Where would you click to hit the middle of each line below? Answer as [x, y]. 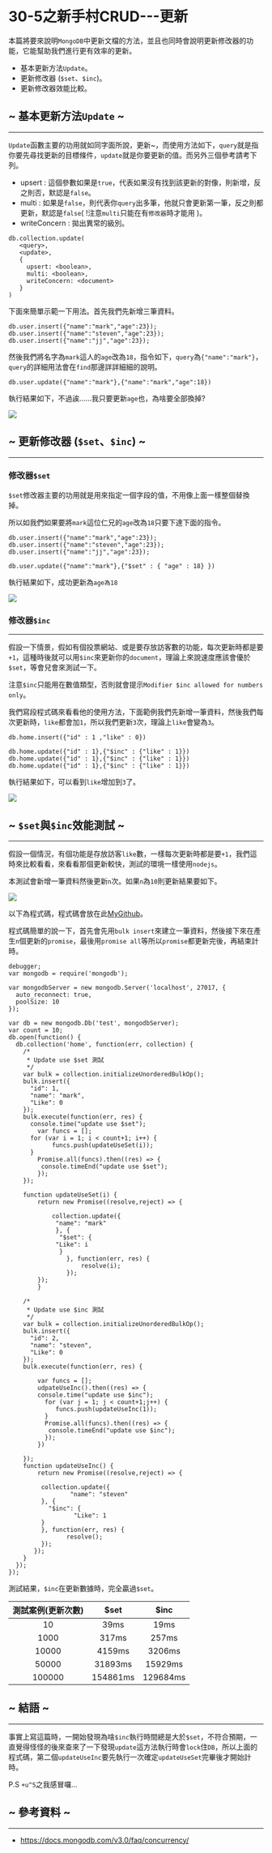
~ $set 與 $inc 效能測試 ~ [67, 825]
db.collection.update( [47, 238]
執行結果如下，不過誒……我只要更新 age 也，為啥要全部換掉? [107, 398]
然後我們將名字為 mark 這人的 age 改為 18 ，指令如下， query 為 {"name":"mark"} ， [136, 357]
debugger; [25, 966]
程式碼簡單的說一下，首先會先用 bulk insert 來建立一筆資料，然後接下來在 [131, 931]
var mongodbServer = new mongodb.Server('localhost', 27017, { [117, 987]
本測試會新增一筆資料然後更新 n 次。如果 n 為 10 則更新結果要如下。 [115, 881]
